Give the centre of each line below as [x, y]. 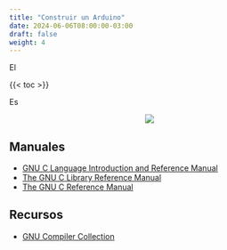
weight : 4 [28, 42]
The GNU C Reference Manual [77, 187]
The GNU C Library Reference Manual [92, 178]
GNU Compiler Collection [68, 236]
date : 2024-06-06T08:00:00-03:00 [71, 26]
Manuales [37, 146]
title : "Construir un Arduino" [67, 17]
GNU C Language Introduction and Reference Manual [120, 168]
